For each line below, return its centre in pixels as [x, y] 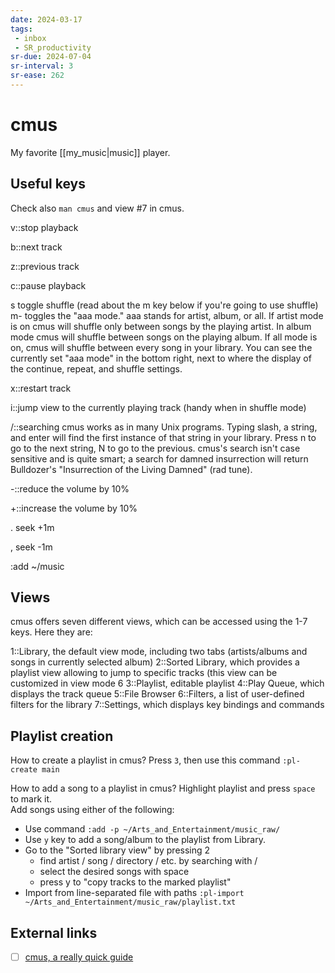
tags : [21, 29]
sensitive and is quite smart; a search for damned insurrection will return [159, 458]
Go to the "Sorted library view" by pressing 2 [117, 850]
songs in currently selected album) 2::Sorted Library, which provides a [155, 662]
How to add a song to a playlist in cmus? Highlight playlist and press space [163, 788]
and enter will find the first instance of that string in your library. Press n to [163, 437]
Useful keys [48, 184]
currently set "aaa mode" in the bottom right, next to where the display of [161, 358]
